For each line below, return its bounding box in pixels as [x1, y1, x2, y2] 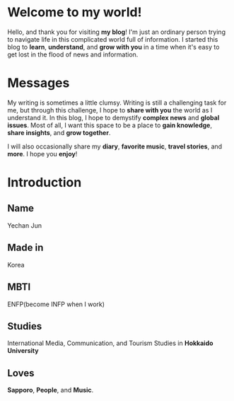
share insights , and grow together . [7, 128, 111, 136]
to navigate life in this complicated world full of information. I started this [7, 35, 218, 43]
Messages [7, 75, 70, 91]
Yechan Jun [7, 221, 42, 230]
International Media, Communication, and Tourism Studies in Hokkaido [7, 339, 213, 347]
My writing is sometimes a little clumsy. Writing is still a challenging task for [7, 98, 227, 107]
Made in [7, 242, 44, 254]
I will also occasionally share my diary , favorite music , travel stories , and [7, 142, 223, 151]
